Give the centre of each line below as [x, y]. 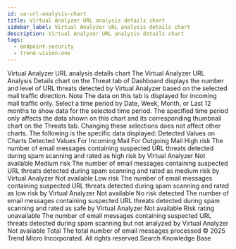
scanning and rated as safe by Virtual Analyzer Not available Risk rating [111, 208]
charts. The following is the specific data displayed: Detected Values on [111, 133]
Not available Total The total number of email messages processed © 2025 [116, 231]
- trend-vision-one [42, 54]
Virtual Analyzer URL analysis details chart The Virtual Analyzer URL [106, 73]
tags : [15, 40]
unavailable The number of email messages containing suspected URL [110, 215]
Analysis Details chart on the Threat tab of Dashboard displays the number [116, 80]
